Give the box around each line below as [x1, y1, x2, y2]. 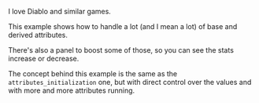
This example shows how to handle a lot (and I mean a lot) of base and [8, 22, 238, 31]
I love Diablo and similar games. [8, 7, 112, 16]
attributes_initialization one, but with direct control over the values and [8, 78, 252, 86]
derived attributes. [8, 31, 68, 39]
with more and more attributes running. [8, 86, 135, 95]
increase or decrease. [8, 54, 80, 63]
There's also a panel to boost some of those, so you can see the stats [8, 46, 235, 54]
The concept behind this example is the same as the [8, 69, 178, 78]
